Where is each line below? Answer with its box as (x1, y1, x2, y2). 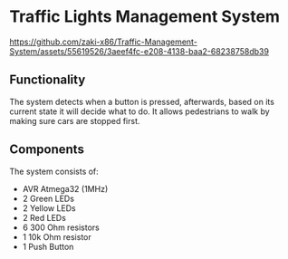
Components (9, 142, 84, 158)
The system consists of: (9, 166, 100, 177)
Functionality (9, 72, 86, 88)
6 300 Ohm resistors (22, 222, 100, 233)
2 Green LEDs (22, 193, 75, 204)
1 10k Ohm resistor (22, 231, 92, 242)
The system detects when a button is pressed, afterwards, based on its (9, 96, 274, 107)
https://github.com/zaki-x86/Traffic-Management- (9, 36, 197, 47)
